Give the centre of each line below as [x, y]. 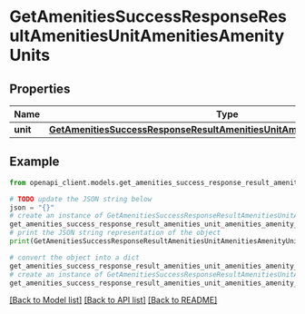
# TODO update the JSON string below [81, 199]
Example [34, 162]
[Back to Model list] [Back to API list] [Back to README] [113, 300]
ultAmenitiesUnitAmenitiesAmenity [147, 36]
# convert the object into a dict [75, 257]
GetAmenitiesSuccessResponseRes [148, 17]
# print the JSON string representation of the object [115, 233]
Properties [40, 88]
